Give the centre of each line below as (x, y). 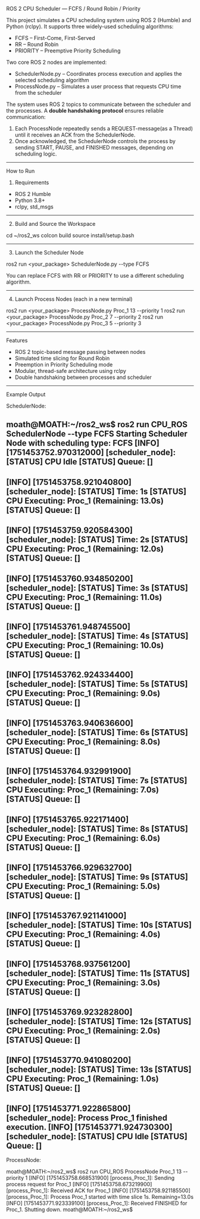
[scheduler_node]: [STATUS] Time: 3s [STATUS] (97, 588)
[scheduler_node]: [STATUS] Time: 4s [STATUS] (97, 636)
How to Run (21, 171)
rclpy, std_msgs (34, 207)
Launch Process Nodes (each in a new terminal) (74, 299)
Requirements (32, 182)
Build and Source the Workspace (55, 224)
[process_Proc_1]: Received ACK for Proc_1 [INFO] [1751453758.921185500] (98, 1190)
